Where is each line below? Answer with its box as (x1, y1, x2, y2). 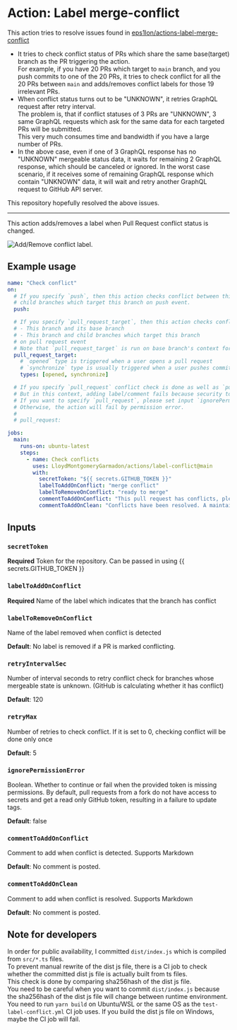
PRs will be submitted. (17, 125, 83, 133)
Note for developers (7, 928, 97, 940)
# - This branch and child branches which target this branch (13, 331, 200, 339)
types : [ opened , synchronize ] (20, 371, 109, 378)
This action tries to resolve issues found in (7, 28, 130, 37)
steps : (20, 449, 39, 456)
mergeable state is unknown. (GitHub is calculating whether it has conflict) (7, 681, 224, 690)
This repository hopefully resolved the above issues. (7, 198, 160, 207)
